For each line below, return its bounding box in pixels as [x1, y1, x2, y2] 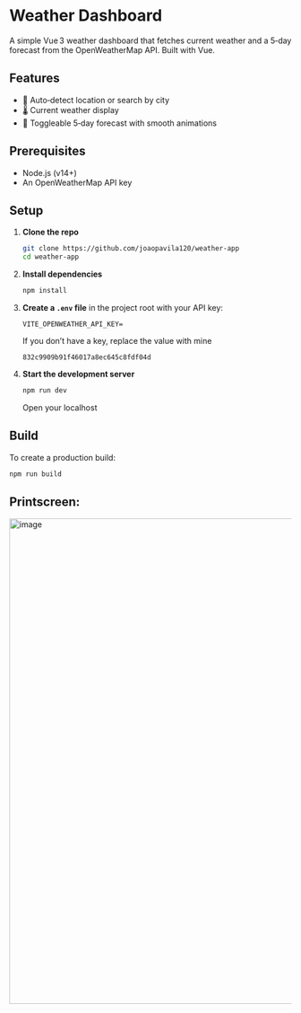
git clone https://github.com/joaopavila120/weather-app [21, 244, 240, 253]
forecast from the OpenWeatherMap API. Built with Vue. [9, 44, 215, 55]
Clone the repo [21, 226, 79, 238]
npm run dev [21, 386, 67, 395]
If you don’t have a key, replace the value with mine [21, 336, 212, 346]
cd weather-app [21, 252, 80, 261]
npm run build [9, 469, 63, 479]
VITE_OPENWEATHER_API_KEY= [21, 320, 124, 329]
